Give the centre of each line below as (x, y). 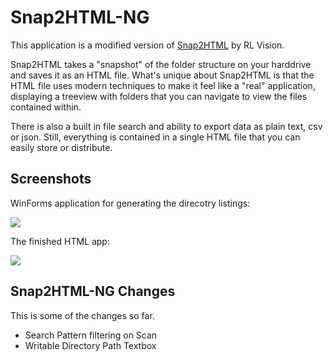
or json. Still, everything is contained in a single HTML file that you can (155, 137)
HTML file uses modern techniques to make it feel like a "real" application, (163, 85)
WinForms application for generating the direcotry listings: (130, 203)
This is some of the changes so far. (82, 315)
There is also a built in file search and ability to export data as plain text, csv (166, 126)
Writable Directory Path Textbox (90, 345)
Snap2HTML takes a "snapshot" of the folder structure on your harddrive (161, 64)
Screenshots (51, 179)
